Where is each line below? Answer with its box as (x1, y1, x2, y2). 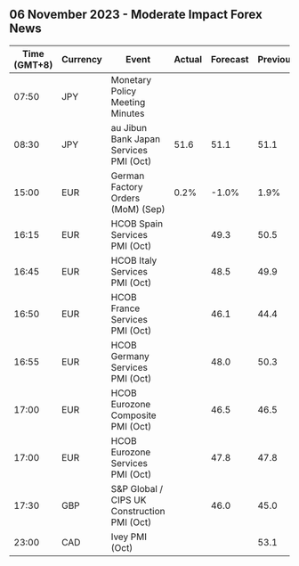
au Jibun (110, 121, 148, 134)
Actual (173, 53, 203, 65)
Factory (110, 180, 143, 193)
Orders (110, 192, 141, 204)
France (110, 302, 141, 315)
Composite (110, 409, 158, 422)
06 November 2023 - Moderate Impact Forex (9, 7, 263, 22)
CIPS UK (110, 494, 147, 506)
